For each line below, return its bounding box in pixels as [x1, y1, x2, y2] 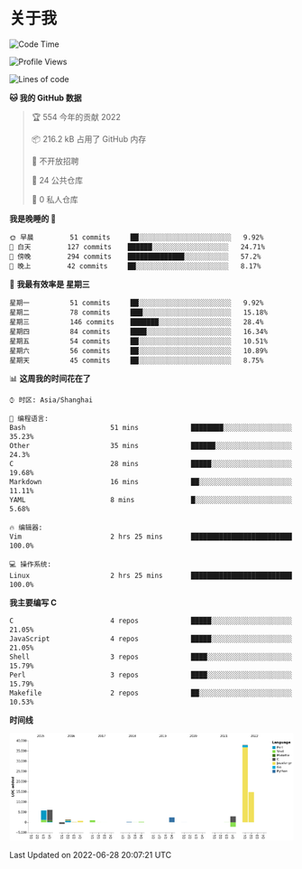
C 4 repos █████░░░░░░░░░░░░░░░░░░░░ [9, 616, 293, 625]
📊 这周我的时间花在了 [9, 372, 91, 384]
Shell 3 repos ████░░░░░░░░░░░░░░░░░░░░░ [9, 652, 293, 661]
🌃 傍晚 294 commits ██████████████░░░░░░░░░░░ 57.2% [9, 252, 261, 261]
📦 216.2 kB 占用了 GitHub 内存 [31, 133, 147, 145]
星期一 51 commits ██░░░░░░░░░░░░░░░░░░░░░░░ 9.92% [9, 298, 264, 307]
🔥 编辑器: [9, 523, 43, 532]
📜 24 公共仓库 [31, 174, 84, 185]
